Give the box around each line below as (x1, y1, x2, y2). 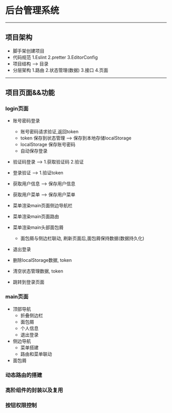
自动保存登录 (20, 148, 48, 154)
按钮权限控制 (5, 402, 37, 409)
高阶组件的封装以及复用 (5, 386, 63, 393)
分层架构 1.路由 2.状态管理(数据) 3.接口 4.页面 (12, 67, 109, 73)
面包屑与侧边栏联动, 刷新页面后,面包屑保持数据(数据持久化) (20, 235, 144, 242)
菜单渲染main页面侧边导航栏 (12, 203, 73, 209)
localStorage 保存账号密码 (20, 141, 76, 148)
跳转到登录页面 (12, 279, 45, 285)
